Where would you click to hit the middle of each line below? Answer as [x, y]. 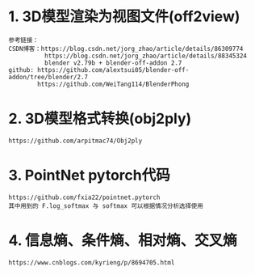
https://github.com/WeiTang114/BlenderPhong [113, 84]
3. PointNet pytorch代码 [90, 176]
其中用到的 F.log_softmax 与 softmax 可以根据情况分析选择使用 [106, 206]
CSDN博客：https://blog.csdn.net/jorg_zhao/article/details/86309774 [126, 49]
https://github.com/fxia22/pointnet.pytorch [84, 197]
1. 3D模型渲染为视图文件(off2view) [124, 17]
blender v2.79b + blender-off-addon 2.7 [113, 63]
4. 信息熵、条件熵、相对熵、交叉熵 [123, 240]
